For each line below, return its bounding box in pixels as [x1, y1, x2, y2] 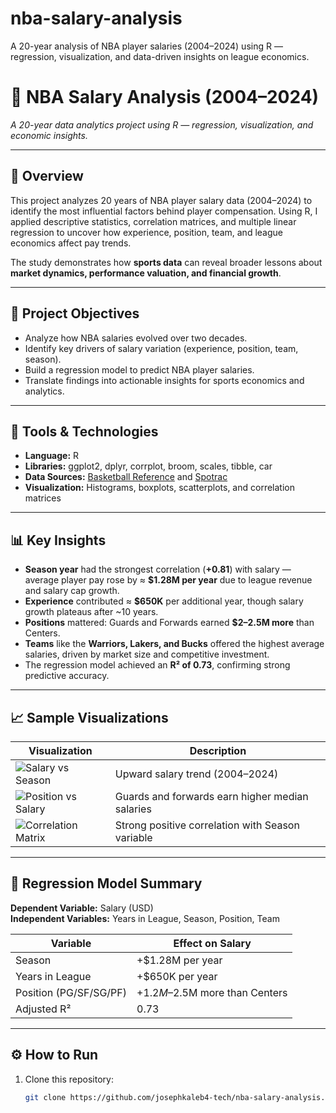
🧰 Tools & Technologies [10, 423, 159, 440]
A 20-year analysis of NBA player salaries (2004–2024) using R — [10, 40, 283, 52]
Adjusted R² [15, 1002, 72, 1016]
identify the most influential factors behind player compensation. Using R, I [10, 205, 318, 217]
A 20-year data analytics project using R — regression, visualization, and [10, 118, 314, 131]
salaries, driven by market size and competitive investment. [24, 648, 270, 661]
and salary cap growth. [24, 585, 120, 597]
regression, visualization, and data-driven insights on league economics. [10, 50, 310, 62]
